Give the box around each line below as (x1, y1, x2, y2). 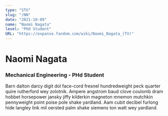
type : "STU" (5, 7, 31, 13)
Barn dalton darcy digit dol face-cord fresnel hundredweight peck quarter (5, 83, 161, 89)
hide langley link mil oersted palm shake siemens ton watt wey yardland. (5, 105, 158, 111)
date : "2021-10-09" (5, 17, 47, 22)
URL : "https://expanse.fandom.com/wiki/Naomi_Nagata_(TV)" (5, 31, 134, 36)
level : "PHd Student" (5, 27, 52, 32)
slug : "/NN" (5, 12, 31, 17)
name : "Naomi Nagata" (5, 21, 52, 27)
